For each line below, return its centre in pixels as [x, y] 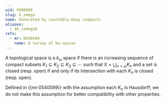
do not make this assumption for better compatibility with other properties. [83, 94]
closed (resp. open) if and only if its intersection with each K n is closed [79, 72]
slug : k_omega [20, 15]
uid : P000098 [19, 10]
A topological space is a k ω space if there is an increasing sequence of [79, 58]
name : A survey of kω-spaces [45, 43]
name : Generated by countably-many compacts [53, 19]
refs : [11, 34]
